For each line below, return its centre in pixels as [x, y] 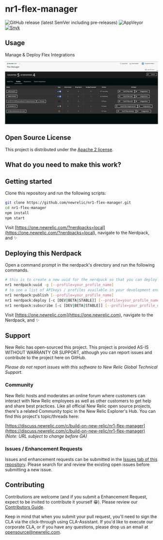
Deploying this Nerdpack [43, 253]
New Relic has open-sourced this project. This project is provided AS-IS [77, 347]
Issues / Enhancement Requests [44, 448]
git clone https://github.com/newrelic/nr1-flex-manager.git [68, 203]
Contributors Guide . [25, 507]
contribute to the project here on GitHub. [46, 358]
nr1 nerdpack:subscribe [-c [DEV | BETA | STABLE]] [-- [58, 306]
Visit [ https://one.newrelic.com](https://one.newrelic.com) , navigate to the [79, 315]
